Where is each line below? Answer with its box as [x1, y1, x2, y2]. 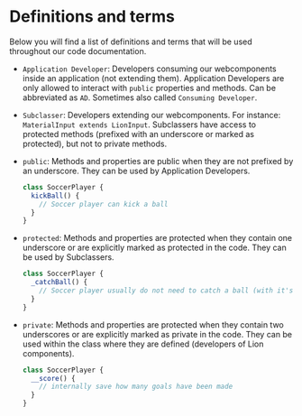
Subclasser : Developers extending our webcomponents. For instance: [22, 109, 281, 120]
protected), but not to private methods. [22, 138, 168, 149]
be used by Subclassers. [22, 252, 114, 263]
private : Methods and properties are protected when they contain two [22, 319, 284, 330]
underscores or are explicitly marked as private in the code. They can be [22, 328, 293, 339]
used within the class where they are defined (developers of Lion [22, 338, 264, 349]
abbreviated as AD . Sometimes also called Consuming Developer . [22, 92, 258, 103]
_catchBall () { [31, 278, 88, 287]
